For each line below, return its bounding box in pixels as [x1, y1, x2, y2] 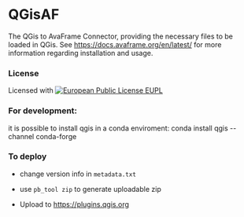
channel [8, 131, 35, 141]
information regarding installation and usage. [8, 48, 153, 57]
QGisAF [8, 6, 60, 24]
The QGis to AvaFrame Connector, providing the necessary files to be [8, 31, 234, 41]
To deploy [8, 151, 47, 162]
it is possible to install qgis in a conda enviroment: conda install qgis [8, 123, 228, 133]
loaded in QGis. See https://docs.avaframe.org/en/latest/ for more [8, 39, 222, 49]
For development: [8, 105, 77, 116]
